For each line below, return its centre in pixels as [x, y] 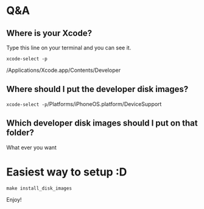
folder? [20, 133]
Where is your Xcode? [49, 33]
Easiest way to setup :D [67, 172]
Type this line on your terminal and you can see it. [69, 48]
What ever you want [31, 147]
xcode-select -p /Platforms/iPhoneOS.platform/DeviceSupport [84, 104]
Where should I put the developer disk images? [97, 89]
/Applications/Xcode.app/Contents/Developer [63, 70]
